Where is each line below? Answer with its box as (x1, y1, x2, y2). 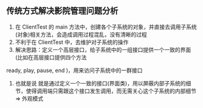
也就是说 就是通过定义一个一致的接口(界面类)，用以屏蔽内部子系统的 (15, 79, 186, 87)
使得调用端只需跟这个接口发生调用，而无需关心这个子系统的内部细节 (26, 87, 196, 95)
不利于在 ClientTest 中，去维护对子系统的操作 (15, 38, 129, 46)
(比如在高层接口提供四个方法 (15, 54, 87, 61)
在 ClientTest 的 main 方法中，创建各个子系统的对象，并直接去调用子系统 (15, 23, 197, 31)
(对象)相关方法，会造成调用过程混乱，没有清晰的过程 (15, 31, 148, 38)
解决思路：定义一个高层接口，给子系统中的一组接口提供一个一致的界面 (15, 46, 191, 53)
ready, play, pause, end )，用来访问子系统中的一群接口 (6, 67, 143, 74)
